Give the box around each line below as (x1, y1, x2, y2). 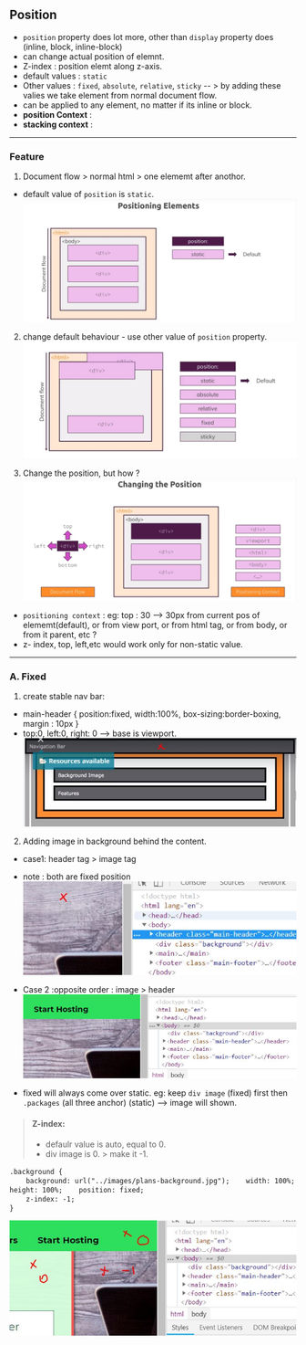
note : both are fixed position (22, 871, 131, 882)
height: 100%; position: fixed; (9, 1185, 145, 1194)
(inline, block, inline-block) (22, 41, 123, 52)
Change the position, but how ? (22, 468, 140, 478)
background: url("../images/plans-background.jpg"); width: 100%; (25, 1176, 296, 1185)
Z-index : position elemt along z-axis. (22, 60, 162, 71)
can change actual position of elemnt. (22, 50, 165, 62)
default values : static (22, 70, 107, 81)
